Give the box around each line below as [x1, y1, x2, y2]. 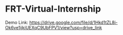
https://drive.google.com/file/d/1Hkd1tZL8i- [29, 19, 118, 25]
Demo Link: [5, 19, 29, 25]
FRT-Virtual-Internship [5, 3, 101, 15]
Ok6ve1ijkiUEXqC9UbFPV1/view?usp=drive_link [5, 24, 102, 30]
